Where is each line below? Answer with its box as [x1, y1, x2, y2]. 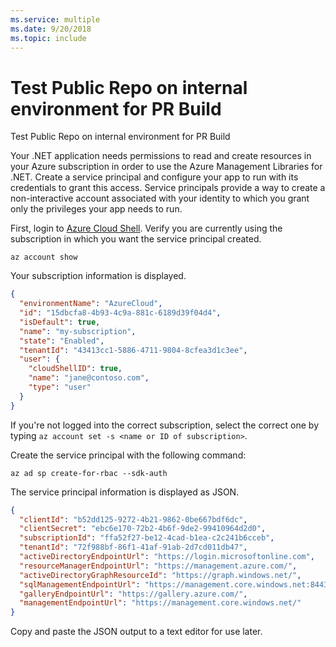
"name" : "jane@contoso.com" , [28, 373, 150, 383]
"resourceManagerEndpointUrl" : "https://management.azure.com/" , [19, 561, 298, 571]
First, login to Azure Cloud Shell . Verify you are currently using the [10, 222, 283, 235]
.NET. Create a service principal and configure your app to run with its [10, 171, 299, 183]
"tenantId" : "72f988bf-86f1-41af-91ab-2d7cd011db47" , [19, 542, 248, 553]
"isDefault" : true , [19, 317, 101, 327]
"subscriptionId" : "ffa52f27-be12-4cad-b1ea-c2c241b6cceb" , [19, 533, 275, 543]
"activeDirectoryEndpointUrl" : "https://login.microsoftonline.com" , [19, 552, 315, 562]
